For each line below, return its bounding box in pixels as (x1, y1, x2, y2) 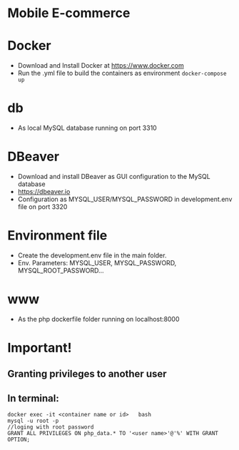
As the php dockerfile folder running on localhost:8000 (17, 315, 180, 323)
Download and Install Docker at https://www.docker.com (17, 61, 184, 70)
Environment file (7, 227, 108, 244)
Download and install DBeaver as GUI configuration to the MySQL (17, 173, 210, 180)
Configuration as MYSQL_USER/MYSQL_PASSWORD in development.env (17, 195, 233, 203)
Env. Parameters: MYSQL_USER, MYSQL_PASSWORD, (17, 258, 177, 267)
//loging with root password (7, 424, 94, 431)
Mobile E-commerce (7, 5, 131, 21)
